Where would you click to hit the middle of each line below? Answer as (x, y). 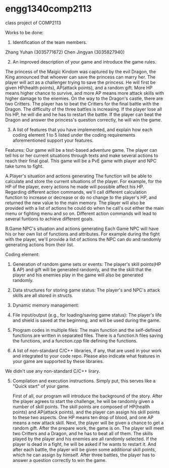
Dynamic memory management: (46, 305)
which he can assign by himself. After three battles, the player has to (84, 455)
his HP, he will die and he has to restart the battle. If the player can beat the (83, 114)
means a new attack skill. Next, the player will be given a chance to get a (88, 423)
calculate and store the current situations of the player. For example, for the (84, 181)
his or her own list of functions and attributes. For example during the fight (82, 234)
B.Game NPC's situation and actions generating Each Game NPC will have (82, 228)
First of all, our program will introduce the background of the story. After (88, 396)
